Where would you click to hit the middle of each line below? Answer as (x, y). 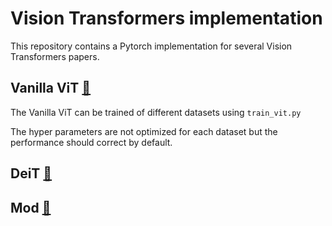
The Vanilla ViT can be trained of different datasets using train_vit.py (156, 112)
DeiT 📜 (31, 173)
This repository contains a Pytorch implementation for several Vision (151, 46)
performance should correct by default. (91, 142)
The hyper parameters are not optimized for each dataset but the (144, 131)
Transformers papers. (55, 56)
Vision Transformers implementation (166, 18)
